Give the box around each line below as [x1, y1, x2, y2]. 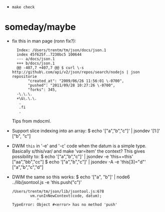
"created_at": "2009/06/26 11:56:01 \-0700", [27, 78, 124, 83]
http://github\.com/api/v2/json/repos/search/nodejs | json [11, 69, 140, 74]
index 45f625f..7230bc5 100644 [16, 52, 82, 57]
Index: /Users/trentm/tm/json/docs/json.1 [16, 47, 106, 53]
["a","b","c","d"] [11, 164, 43, 170]
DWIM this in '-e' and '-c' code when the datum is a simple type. [11, 143, 146, 149]
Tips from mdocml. [11, 118, 51, 124]
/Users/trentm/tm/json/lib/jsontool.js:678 [11, 189, 104, 194]
